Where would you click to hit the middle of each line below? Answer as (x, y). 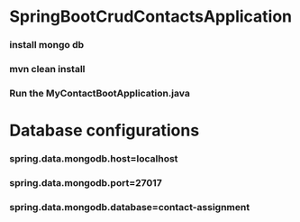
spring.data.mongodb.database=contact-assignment (130, 207)
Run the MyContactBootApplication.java (100, 93)
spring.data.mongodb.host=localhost (94, 159)
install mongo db (47, 45)
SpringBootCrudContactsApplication (151, 17)
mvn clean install (47, 69)
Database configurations (105, 130)
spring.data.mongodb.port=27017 (86, 182)
